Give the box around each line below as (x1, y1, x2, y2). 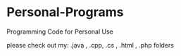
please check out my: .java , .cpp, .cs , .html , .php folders (6, 41, 174, 49)
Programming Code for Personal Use (6, 27, 113, 36)
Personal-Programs (6, 4, 124, 20)
